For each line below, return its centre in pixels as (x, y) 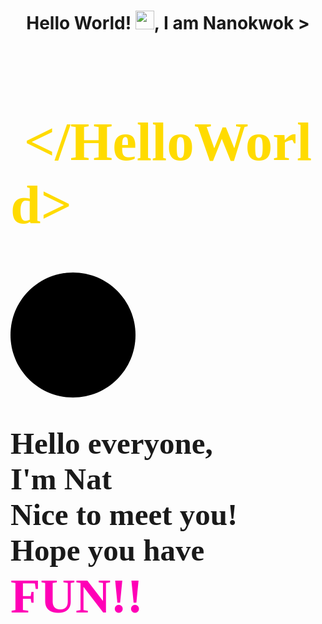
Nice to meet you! (124, 515)
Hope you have (107, 551)
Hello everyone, (111, 444)
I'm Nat (61, 479)
